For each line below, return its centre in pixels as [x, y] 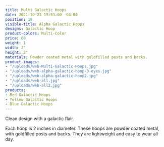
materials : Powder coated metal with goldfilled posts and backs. [76, 57]
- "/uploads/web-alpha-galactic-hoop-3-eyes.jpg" [59, 71]
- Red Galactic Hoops [28, 95]
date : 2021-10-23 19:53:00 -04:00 [42, 15]
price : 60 [16, 39]
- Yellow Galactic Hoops [31, 99]
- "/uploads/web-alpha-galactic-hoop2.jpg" [52, 76]
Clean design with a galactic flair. [40, 119]
